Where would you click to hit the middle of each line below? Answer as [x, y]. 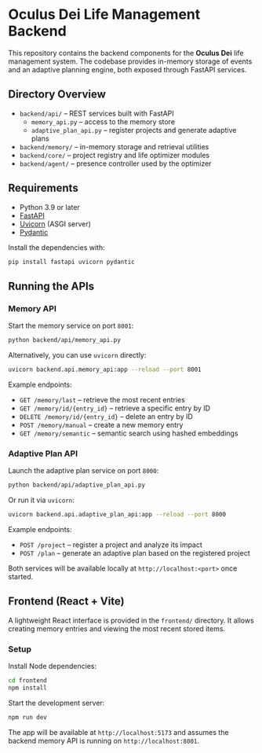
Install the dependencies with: [56, 247]
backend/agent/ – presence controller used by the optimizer [115, 163]
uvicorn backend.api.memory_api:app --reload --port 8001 [105, 369]
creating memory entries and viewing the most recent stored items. [117, 628]
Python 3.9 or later [49, 207]
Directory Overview [57, 95]
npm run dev [27, 717]
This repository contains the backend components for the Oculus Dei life [126, 53]
